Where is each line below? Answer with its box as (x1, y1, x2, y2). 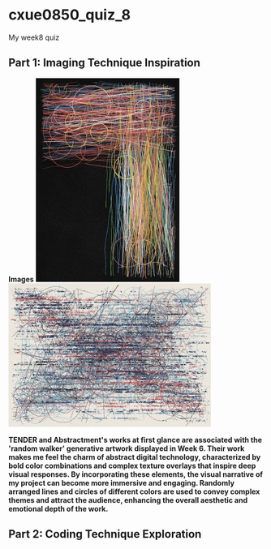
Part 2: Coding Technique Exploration (8, 527, 202, 541)
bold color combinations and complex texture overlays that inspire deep (8, 461, 256, 470)
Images (8, 274, 34, 284)
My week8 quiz (8, 32, 60, 42)
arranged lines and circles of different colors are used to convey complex (8, 487, 260, 496)
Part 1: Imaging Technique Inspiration (8, 56, 201, 70)
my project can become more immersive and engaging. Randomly (8, 478, 235, 487)
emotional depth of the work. (8, 504, 109, 513)
